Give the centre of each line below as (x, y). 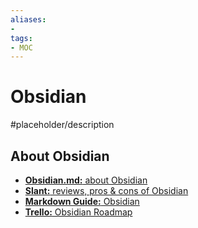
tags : (21, 38)
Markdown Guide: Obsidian (82, 201)
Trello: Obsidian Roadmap (78, 212)
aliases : (28, 19)
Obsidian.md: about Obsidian (86, 180)
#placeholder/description (62, 125)
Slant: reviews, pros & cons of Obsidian (106, 190)
